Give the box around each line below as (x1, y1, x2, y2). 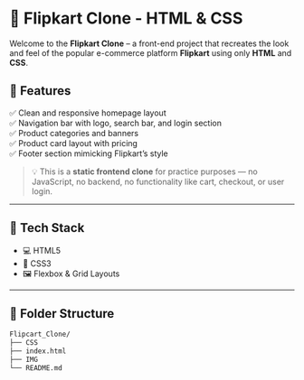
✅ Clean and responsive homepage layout (9, 107, 166, 118)
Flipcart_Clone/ (9, 329, 71, 339)
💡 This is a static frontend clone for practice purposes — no (31, 166, 258, 177)
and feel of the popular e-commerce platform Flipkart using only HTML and (9, 47, 292, 58)
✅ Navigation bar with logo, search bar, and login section (9, 117, 222, 128)
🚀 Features (9, 83, 71, 98)
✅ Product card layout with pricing (9, 137, 138, 148)
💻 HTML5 (22, 245, 62, 255)
